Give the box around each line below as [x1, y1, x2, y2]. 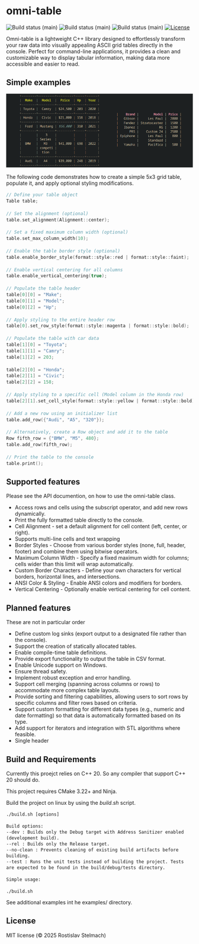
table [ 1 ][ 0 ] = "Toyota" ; [6, 342, 68, 348]
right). [14, 529, 30, 537]
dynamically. [14, 510, 46, 518]
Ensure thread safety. [14, 668, 68, 675]
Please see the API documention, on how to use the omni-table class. [6, 493, 176, 500]
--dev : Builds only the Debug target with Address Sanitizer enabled [6, 829, 184, 835]
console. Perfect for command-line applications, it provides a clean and [6, 47, 181, 54]
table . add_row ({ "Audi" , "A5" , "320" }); [6, 416, 105, 423]
